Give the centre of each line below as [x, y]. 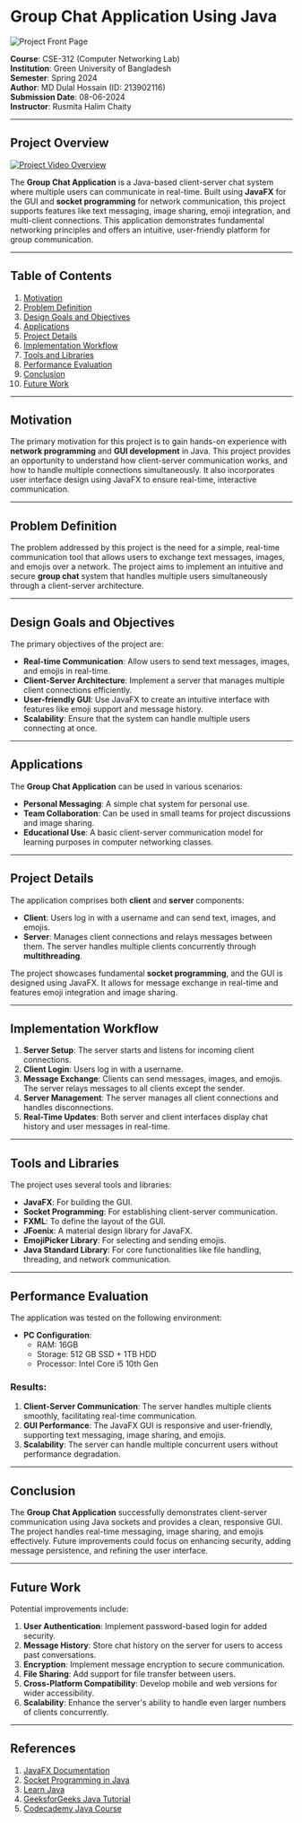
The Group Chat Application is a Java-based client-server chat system [142, 182]
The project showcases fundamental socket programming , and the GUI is [147, 973]
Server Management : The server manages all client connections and [151, 1098]
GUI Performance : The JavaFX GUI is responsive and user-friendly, [148, 1425]
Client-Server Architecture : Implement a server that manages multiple [154, 680]
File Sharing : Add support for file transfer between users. [129, 1674]
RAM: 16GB [57, 1345]
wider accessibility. [59, 1693]
